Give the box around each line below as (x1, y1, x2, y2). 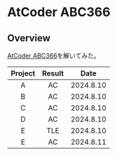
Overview (7, 32, 51, 44)
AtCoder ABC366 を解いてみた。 (7, 52, 100, 59)
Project (11, 69, 36, 78)
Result (41, 69, 64, 78)
